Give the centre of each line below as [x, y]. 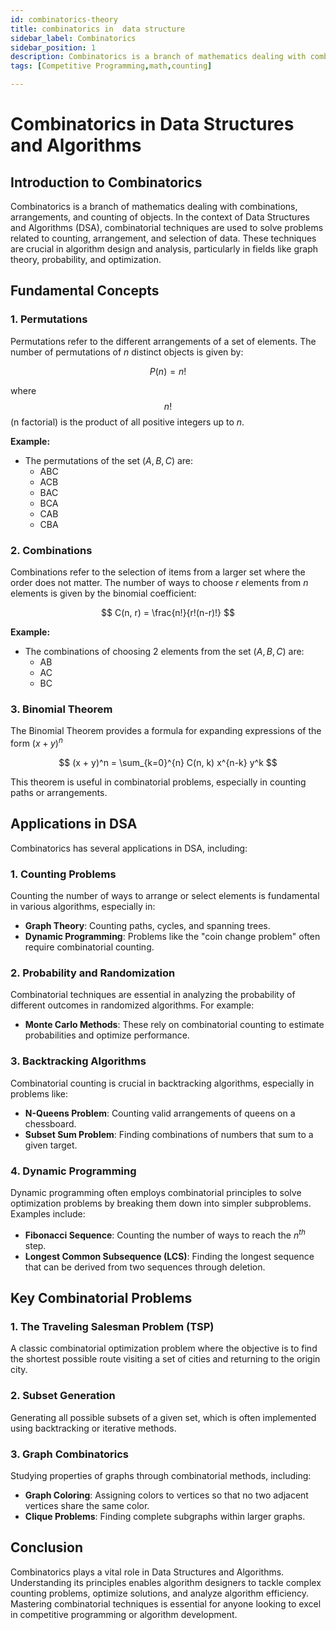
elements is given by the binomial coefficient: [103, 593]
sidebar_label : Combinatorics [73, 38]
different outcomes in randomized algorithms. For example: [132, 1005]
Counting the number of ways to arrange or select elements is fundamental [165, 896]
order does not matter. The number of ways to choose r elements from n [159, 582]
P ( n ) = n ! [168, 371]
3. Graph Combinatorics [69, 1454]
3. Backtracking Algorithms [78, 1061]
